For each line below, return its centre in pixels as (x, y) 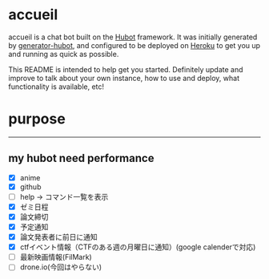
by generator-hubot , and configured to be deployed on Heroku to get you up (134, 45)
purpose (37, 119)
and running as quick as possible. (64, 54)
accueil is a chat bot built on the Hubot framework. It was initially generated (133, 37)
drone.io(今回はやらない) (61, 267)
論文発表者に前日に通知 (58, 237)
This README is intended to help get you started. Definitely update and (126, 69)
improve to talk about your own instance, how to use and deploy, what (124, 78)
